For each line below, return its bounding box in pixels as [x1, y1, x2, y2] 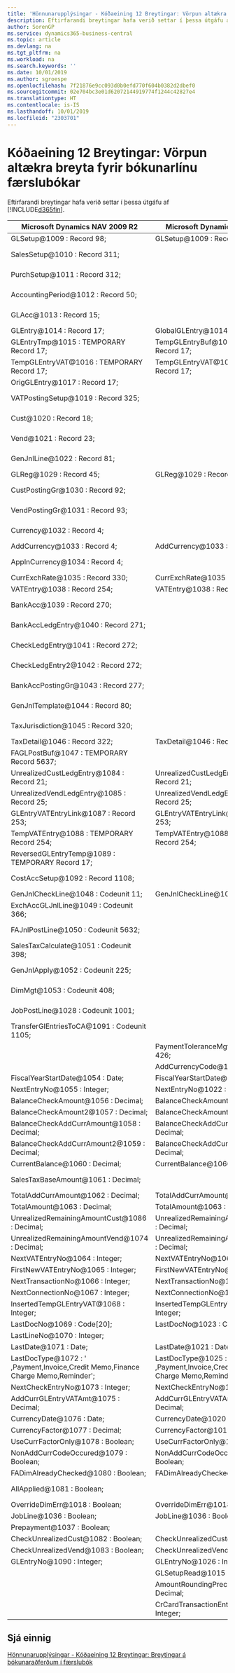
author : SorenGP [7, 23, 55, 30]
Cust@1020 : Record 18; [10, 413, 93, 423]
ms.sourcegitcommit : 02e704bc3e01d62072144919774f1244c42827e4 [7, 88, 196, 95]
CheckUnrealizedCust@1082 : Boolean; [10, 1534, 142, 1543]
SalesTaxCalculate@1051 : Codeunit [10, 941, 131, 950]
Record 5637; [10, 756, 57, 766]
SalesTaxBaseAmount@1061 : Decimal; [10, 1175, 141, 1184]
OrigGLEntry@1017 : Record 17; [10, 377, 119, 387]
